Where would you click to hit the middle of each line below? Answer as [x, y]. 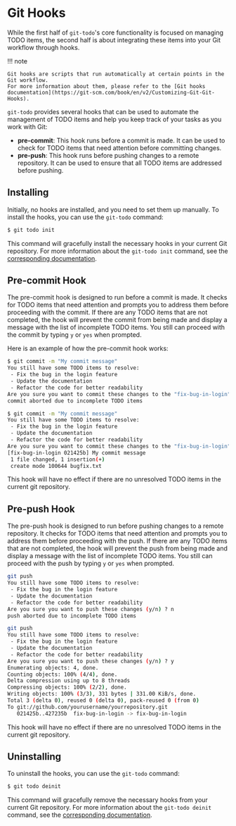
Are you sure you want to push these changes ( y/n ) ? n [91, 609]
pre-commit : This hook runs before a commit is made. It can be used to [121, 140]
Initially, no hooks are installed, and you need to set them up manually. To [113, 209]
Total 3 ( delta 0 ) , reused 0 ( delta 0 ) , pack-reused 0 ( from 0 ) [103, 701]
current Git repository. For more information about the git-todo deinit [110, 808]
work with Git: [27, 127]
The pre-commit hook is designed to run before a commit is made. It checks [117, 297]
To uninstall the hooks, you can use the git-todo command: [94, 774]
